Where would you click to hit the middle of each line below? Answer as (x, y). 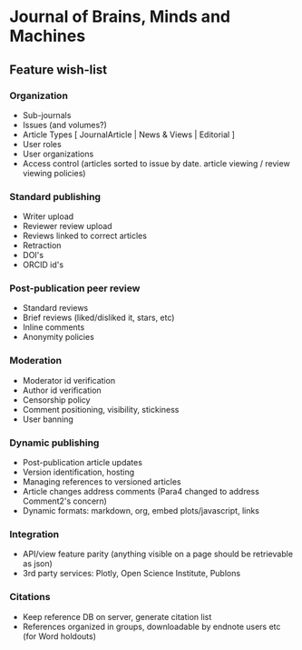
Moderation (35, 361)
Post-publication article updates (83, 463)
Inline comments (54, 327)
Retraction (42, 245)
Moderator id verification (69, 380)
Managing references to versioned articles (102, 482)
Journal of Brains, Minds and (120, 17)
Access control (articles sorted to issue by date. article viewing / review (156, 163)
